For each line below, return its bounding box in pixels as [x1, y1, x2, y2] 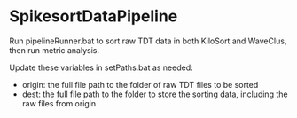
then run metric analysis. [9, 44, 100, 55]
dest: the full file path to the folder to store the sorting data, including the [21, 89, 288, 99]
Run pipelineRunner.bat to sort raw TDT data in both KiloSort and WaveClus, [9, 35, 287, 46]
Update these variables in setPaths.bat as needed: [9, 62, 193, 73]
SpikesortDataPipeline [9, 6, 178, 27]
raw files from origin [21, 98, 97, 108]
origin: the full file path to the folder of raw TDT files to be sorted [21, 79, 259, 90]
